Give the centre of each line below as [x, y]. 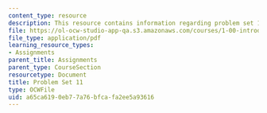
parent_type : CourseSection [55, 68]
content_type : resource [48, 16]
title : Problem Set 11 [46, 82]
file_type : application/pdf [55, 38]
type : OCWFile [32, 90]
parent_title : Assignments [53, 60]
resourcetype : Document [48, 75]
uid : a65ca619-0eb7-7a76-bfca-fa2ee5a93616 [81, 97]
